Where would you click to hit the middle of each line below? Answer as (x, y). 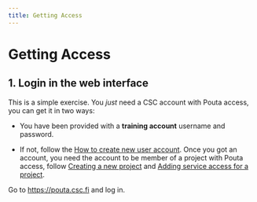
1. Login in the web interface (79, 83)
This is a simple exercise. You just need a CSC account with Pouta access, (128, 102)
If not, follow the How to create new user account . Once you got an (128, 149)
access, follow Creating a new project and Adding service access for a (134, 166)
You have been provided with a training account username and (122, 126)
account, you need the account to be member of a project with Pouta (131, 157)
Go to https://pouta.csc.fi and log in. (67, 189)
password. (37, 134)
